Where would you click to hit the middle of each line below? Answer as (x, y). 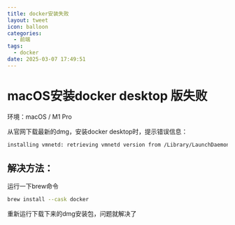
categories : (24, 33)
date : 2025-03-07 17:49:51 (47, 59)
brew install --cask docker (48, 200)
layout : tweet (28, 20)
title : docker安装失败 (38, 14)
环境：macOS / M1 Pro (40, 117)
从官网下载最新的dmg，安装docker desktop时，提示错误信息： (98, 131)
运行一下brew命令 (33, 187)
